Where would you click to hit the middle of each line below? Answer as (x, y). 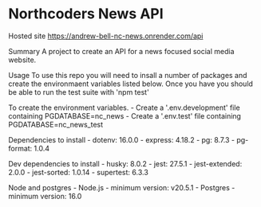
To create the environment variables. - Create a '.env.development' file (125, 107)
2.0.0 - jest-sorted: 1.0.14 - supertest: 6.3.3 (79, 172)
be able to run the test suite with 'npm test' (79, 92)
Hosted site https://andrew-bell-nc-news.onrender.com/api (106, 36)
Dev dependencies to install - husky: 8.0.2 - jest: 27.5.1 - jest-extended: (125, 163)
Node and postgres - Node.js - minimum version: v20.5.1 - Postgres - (122, 187)
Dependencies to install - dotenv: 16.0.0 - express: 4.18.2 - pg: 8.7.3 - (122, 139)
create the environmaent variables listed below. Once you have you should (131, 84)
